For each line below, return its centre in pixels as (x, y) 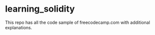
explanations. (19, 27)
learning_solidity (40, 9)
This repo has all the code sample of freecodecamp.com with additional (78, 22)
